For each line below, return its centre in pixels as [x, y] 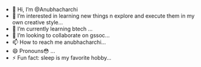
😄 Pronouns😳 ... [33, 51]
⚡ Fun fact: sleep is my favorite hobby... [62, 58]
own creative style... [37, 22]
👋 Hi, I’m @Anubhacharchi [45, 9]
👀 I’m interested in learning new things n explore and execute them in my [103, 16]
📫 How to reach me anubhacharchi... [59, 42]
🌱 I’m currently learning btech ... [52, 29]
